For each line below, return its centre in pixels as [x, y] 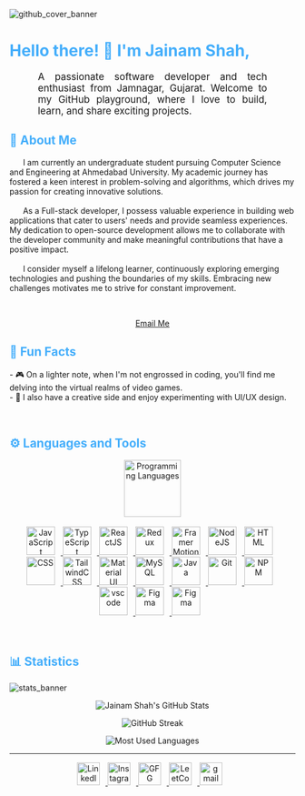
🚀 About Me [43, 141]
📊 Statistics [44, 661]
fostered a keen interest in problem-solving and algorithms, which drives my [152, 181]
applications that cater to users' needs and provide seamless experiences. [149, 220]
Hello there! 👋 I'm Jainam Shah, [130, 51]
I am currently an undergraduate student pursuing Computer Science [152, 162]
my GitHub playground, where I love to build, [152, 99]
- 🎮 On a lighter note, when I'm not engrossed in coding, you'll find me [143, 374]
